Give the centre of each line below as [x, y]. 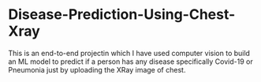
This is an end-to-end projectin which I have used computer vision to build [129, 53]
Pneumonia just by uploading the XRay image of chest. [97, 69]
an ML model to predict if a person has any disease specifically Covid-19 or [131, 61]
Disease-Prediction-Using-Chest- [122, 15]
